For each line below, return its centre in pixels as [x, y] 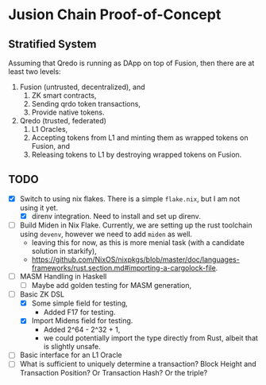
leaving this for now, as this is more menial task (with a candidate [138, 243]
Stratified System [52, 44]
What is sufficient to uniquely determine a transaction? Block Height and [138, 364]
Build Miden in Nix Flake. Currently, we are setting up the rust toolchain [136, 225]
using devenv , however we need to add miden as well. [106, 234]
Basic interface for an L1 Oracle [71, 355]
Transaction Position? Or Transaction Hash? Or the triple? [114, 373]
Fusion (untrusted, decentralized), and [82, 87]
